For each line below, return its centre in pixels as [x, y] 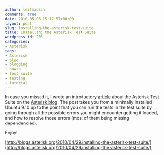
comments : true [21, 14]
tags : [11, 51]
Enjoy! [12, 132]
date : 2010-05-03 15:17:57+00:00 [40, 19]
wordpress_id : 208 [24, 37]
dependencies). [21, 123]
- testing [15, 78]
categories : [17, 42]
